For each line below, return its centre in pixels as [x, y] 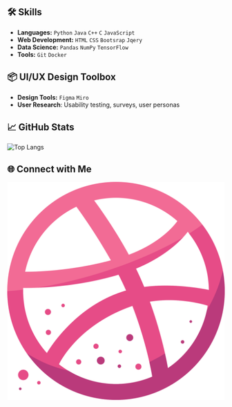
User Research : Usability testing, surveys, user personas [98, 105]
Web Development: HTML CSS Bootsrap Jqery [80, 39]
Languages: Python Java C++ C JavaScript [76, 32]
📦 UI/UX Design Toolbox [61, 77]
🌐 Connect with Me [49, 169]
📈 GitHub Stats [41, 127]
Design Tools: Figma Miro [53, 97]
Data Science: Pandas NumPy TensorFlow [73, 47]
